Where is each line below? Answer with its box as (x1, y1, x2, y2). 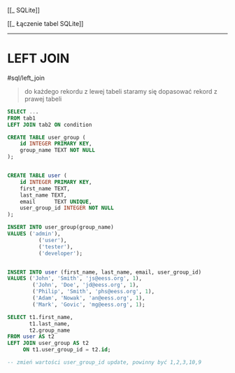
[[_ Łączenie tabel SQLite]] (7, 20, 84, 27)
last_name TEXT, (20, 192, 68, 199)
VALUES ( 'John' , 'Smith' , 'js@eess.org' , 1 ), (7, 275, 142, 282)
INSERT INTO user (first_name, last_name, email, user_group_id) (7, 269, 201, 276)
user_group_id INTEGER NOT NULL (20, 204, 114, 212)
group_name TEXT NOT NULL (20, 147, 96, 154)
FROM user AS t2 (7, 333, 55, 340)
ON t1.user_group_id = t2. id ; (22, 346, 111, 353)
